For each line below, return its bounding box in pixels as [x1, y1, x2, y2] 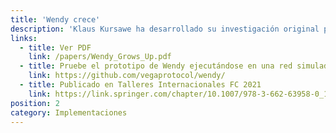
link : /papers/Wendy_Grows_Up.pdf [28, 52, 172, 62]
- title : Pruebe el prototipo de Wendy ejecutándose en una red [19, 61, 293, 71]
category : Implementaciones [10, 107, 128, 118]
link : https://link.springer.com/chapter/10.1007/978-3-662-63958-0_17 [28, 89, 333, 99]
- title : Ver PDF [19, 42, 92, 53]
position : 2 [10, 98, 60, 108]
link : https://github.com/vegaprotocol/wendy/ [28, 71, 226, 81]
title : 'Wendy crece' [10, 14, 101, 25]
